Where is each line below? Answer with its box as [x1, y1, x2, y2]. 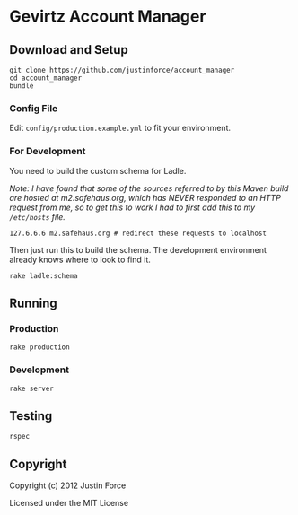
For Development [9, 145, 86, 158]
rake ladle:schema [9, 271, 78, 280]
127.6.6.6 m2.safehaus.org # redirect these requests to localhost [9, 229, 267, 238]
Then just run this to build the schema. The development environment [9, 244, 267, 255]
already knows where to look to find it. [9, 254, 151, 265]
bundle [9, 82, 34, 91]
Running [9, 295, 58, 310]
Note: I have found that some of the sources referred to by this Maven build [9, 182, 289, 194]
